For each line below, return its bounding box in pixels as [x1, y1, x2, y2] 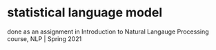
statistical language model [7, 5, 163, 21]
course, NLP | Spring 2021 [7, 34, 82, 42]
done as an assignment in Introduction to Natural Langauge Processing [7, 27, 209, 36]
